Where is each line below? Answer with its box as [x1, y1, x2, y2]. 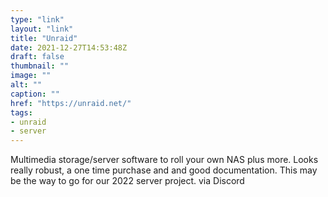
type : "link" [10, 14, 65, 25]
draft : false [10, 52, 65, 62]
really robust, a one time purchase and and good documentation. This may [10, 164, 318, 176]
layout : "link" [10, 24, 74, 34]
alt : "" [10, 80, 43, 90]
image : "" [10, 71, 52, 81]
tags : [10, 107, 33, 118]
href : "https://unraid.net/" [10, 98, 132, 108]
